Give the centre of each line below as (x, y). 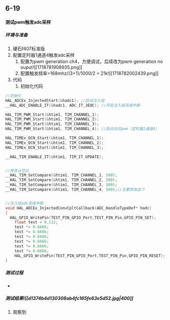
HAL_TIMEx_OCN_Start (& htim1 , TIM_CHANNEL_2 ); (54, 143)
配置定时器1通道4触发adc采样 (44, 55)
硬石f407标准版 (29, 49)
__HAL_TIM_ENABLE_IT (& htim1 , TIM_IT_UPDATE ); (54, 157)
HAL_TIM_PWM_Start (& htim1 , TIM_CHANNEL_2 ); (52, 119)
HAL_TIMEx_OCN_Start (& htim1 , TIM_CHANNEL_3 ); (54, 147)
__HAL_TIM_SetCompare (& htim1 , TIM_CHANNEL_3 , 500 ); (61, 185)
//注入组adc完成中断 (25, 203)
